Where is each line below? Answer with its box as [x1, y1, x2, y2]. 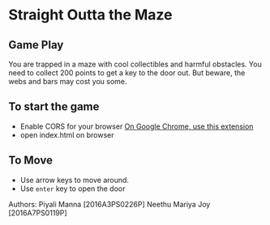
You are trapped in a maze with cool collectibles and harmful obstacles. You [8, 59, 262, 69]
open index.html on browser [19, 129, 114, 139]
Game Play [8, 38, 64, 52]
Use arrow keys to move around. [19, 175, 130, 185]
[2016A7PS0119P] [8, 208, 67, 218]
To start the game [8, 100, 100, 114]
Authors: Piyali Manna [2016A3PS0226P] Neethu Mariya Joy [8, 199, 211, 209]
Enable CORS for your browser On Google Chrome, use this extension [19, 121, 254, 131]
